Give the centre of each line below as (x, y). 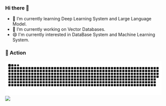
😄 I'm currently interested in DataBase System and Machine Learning (84, 35)
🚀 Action (16, 53)
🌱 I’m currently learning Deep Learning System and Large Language (82, 19)
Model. (19, 24)
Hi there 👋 (17, 8)
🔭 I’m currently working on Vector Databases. (59, 29)
